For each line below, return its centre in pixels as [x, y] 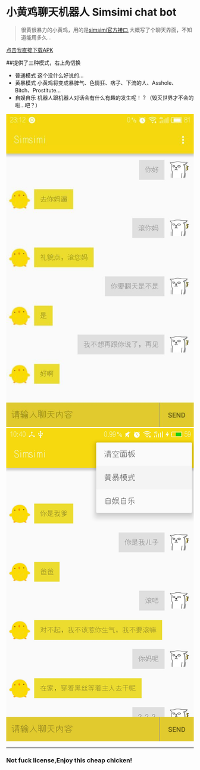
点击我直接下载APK [30, 50]
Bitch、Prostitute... [38, 90]
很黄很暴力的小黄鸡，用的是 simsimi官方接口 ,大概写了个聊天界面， [101, 30]
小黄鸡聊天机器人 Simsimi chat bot [91, 12]
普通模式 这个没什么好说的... [49, 75]
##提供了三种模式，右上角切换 [43, 63]
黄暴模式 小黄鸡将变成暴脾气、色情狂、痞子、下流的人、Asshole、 [96, 83]
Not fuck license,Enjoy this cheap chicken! [69, 760]
